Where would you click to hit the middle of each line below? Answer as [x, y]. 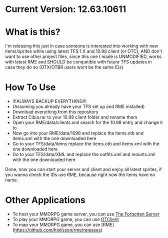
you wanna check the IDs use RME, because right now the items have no [80, 175]
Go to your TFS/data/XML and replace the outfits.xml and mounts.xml [84, 154]
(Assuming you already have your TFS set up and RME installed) [78, 106]
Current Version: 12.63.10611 [66, 9]
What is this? [33, 32]
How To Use [30, 87]
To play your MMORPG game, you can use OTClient [65, 219]
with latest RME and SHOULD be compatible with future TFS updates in [78, 62]
